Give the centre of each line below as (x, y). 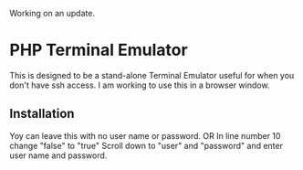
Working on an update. (52, 13)
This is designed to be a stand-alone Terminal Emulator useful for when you (152, 75)
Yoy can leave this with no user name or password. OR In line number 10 (145, 135)
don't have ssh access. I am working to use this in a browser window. (140, 85)
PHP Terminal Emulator (99, 50)
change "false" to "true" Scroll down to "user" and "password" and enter (146, 145)
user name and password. (58, 155)
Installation (42, 114)
